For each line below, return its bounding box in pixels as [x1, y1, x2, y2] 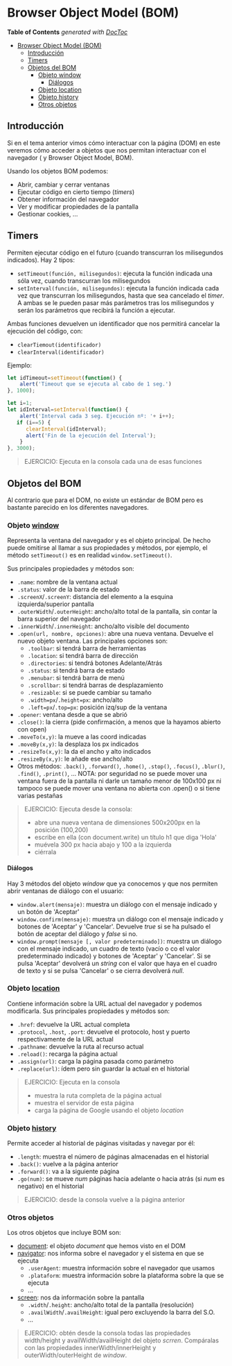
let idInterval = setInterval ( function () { [7, 406, 129, 413]
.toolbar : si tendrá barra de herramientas [27, 644, 147, 652]
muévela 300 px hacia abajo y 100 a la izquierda [34, 840, 172, 849]
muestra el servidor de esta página [34, 1098, 134, 1107]
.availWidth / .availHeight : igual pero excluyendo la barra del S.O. [27, 1308, 215, 1317]
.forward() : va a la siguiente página [17, 1167, 120, 1176]
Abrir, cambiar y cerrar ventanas [17, 180, 110, 189]
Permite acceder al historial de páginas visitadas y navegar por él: [7, 1139, 195, 1148]
